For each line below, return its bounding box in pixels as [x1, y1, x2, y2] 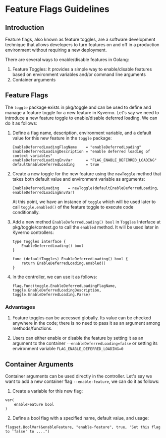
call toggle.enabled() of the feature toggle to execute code [12, 204, 134, 210]
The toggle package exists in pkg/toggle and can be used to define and [5, 104, 151, 110]
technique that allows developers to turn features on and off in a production [5, 42, 160, 48]
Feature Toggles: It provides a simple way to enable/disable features [12, 66, 152, 72]
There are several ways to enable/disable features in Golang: [5, 57, 129, 63]
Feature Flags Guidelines [5, 3, 110, 15]
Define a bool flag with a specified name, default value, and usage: [12, 415, 149, 421]
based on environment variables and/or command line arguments [12, 72, 146, 77]
